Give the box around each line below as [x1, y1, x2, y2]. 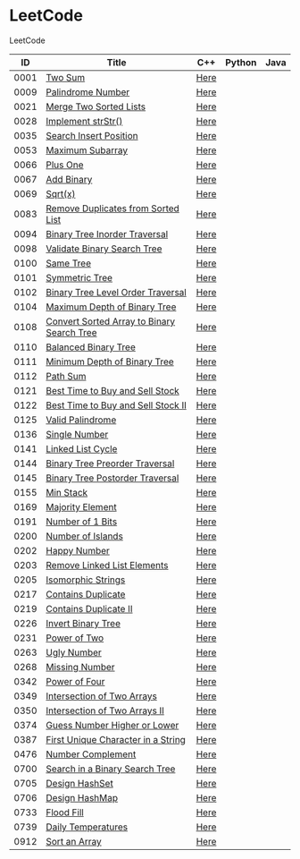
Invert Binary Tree [46, 617, 121, 629]
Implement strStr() [46, 115, 123, 127]
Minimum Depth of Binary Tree [46, 355, 174, 368]
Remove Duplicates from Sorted [46, 202, 180, 215]
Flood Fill [46, 806, 85, 819]
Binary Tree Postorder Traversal [46, 472, 179, 484]
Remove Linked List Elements [46, 558, 169, 571]
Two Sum [46, 71, 86, 83]
